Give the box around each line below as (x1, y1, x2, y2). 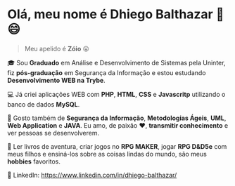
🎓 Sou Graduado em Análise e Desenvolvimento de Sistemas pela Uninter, (7, 58, 226, 67)
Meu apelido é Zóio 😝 (24, 44, 90, 53)
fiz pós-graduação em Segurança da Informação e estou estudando (7, 68, 206, 77)
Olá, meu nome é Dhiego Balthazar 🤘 (7, 6, 224, 22)
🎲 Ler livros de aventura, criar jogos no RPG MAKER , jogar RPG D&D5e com (7, 142, 227, 150)
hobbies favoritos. (7, 157, 61, 166)
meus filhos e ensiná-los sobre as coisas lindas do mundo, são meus (7, 150, 208, 158)
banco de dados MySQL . (7, 100, 80, 108)
